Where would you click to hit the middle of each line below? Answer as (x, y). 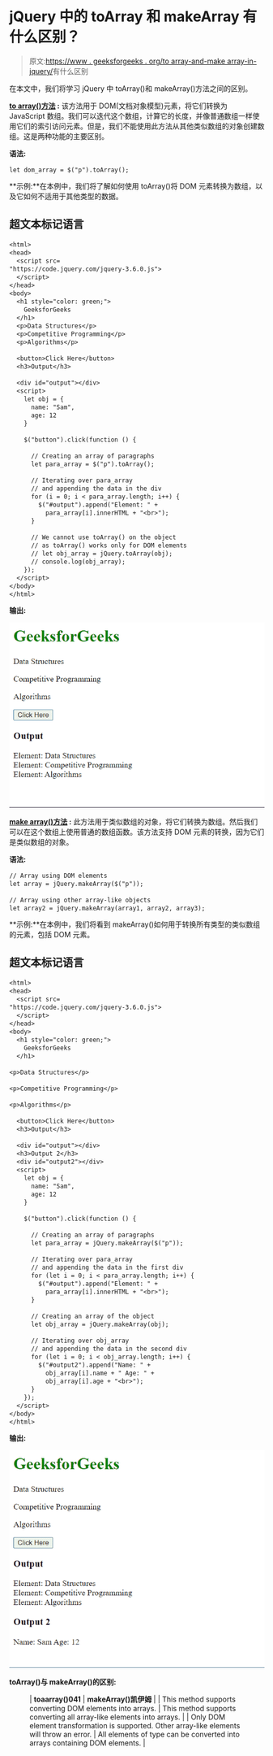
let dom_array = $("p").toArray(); (69, 170)
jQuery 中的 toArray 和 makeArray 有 (133, 17)
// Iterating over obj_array (80, 1341)
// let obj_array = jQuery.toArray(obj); (102, 554)
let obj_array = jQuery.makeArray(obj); (100, 1324)
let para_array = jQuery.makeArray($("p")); (107, 1243)
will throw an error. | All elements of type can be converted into (134, 1734)
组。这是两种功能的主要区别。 (59, 136)
